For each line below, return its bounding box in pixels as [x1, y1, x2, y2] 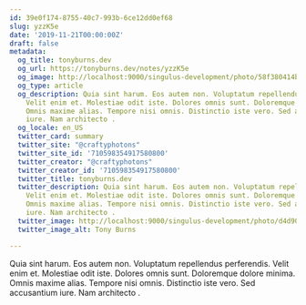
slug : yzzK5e [9, 22, 59, 31]
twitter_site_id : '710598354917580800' [17, 148, 169, 158]
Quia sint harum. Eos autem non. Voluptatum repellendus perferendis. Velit [9, 258, 290, 269]
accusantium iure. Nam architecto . [9, 287, 141, 298]
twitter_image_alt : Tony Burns [17, 225, 137, 234]
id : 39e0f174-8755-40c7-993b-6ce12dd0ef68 [9, 13, 173, 23]
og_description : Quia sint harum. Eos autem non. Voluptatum [17, 89, 255, 98]
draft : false [9, 38, 59, 48]
